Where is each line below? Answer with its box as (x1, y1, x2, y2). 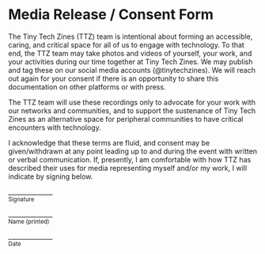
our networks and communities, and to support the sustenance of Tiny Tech (8, 105, 256, 116)
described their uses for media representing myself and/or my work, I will (8, 163, 248, 172)
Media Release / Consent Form (8, 6, 214, 24)
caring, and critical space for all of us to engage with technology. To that (8, 40, 245, 49)
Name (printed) (8, 218, 50, 226)
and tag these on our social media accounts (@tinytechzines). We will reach (8, 65, 256, 74)
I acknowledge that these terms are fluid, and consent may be (8, 138, 210, 147)
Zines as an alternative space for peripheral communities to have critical (8, 114, 244, 123)
